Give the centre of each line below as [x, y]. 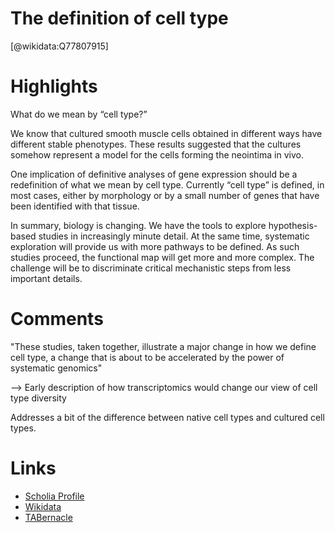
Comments [57, 319]
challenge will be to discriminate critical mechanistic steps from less [151, 268]
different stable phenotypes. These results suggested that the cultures [156, 144]
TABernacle [48, 517]
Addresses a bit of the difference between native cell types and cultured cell [167, 417]
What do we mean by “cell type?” [79, 114]
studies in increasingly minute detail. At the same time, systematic [174, 236]
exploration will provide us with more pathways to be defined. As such [155, 246]
